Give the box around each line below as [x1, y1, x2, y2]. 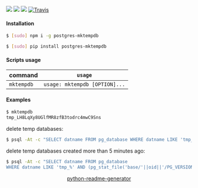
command [9, 71, 38, 80]
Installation [6, 19, 34, 27]
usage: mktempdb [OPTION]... [43, 81, 126, 88]
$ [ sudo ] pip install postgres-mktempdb [6, 44, 107, 50]
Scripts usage [6, 56, 41, 63]
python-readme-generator [67, 174, 131, 182]
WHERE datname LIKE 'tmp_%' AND [6, 164, 85, 170]
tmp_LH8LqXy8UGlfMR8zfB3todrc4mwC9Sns [6, 115, 101, 121]
